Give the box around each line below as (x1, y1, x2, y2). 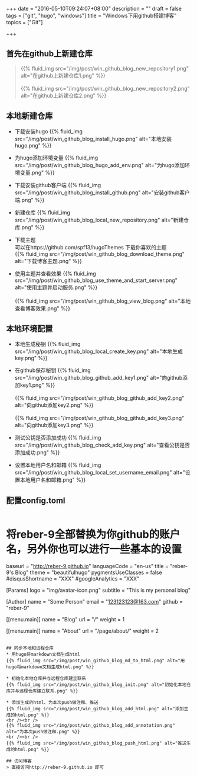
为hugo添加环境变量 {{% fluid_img (14, 154, 98, 161)
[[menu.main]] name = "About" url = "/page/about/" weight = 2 (6, 627, 159, 634)
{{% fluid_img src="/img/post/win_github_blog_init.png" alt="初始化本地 (6, 682, 187, 688)
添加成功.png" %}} (14, 449, 60, 456)
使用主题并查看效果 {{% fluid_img (14, 270, 96, 277)
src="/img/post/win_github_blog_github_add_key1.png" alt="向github (14, 374, 183, 381)
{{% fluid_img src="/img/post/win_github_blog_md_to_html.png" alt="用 (6, 658, 185, 664)
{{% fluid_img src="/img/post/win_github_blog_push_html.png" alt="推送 (6, 740, 187, 746)
